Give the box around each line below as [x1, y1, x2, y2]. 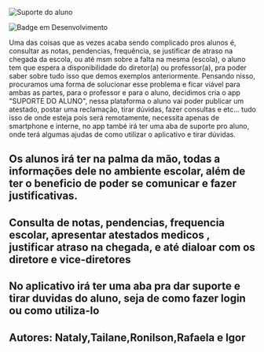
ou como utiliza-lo [9, 304, 100, 317]
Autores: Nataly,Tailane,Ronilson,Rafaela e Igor [9, 331, 246, 344]
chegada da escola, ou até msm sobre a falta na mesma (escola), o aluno [9, 55, 246, 64]
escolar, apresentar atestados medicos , [9, 228, 211, 241]
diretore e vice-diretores [9, 252, 131, 266]
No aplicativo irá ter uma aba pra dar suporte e [9, 280, 240, 293]
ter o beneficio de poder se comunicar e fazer [9, 177, 236, 190]
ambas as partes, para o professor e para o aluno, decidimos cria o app [9, 88, 240, 97]
